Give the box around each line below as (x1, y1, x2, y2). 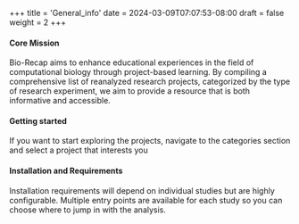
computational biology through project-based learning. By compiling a (9, 67, 268, 78)
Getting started (9, 115, 67, 126)
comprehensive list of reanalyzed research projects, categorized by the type (9, 76, 291, 87)
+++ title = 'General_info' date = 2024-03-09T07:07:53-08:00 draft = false (9, 8, 285, 18)
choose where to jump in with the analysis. (9, 204, 167, 215)
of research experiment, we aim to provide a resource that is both (9, 86, 250, 96)
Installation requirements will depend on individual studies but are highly (9, 185, 275, 195)
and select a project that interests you (9, 145, 149, 155)
